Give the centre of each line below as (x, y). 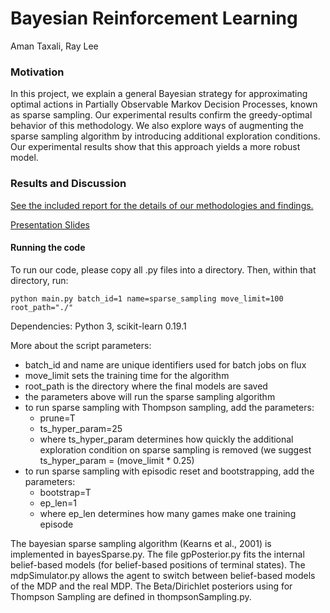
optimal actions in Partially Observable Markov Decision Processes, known (164, 104)
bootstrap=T (65, 492)
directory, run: (39, 280)
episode (56, 524)
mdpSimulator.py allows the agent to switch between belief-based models (163, 575)
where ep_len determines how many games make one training (168, 513)
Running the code (48, 248)
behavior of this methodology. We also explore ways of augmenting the (157, 126)
